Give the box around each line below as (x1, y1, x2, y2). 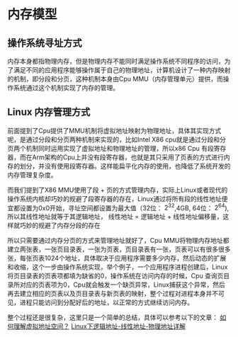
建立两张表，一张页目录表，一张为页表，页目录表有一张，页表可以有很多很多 (7, 245, 231, 253)
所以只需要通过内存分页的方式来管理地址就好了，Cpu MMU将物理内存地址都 (7, 236, 229, 245)
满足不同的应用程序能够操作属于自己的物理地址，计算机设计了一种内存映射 (13, 66, 231, 74)
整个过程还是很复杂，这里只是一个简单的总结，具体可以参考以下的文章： (7, 313, 218, 322)
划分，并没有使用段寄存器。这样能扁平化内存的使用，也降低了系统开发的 (19, 161, 231, 170)
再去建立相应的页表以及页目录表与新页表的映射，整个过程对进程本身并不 (7, 290, 218, 298)
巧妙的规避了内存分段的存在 (19, 221, 101, 230)
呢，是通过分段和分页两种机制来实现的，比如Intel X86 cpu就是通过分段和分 (7, 135, 227, 144)
